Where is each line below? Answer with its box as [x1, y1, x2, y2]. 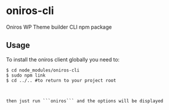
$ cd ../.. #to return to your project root [6, 77, 116, 83]
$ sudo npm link [6, 72, 46, 78]
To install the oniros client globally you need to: [6, 56, 120, 63]
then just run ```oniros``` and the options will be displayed [6, 98, 164, 104]
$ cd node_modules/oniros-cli [6, 67, 80, 73]
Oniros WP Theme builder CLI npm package [6, 23, 112, 30]
